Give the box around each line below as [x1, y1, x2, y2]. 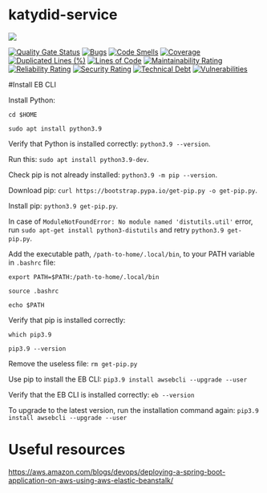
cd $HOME [8, 111, 38, 119]
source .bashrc [8, 287, 59, 295]
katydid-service [8, 6, 118, 24]
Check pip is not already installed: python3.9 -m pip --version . [8, 170, 218, 180]
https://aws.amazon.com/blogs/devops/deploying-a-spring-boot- [8, 467, 226, 476]
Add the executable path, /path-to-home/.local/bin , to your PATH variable [8, 249, 255, 258]
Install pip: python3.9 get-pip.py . [8, 200, 119, 210]
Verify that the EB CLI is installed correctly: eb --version [8, 390, 195, 399]
